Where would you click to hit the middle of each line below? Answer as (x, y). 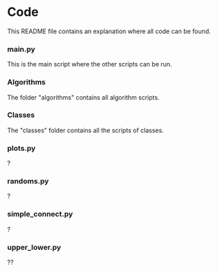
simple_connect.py (40, 214)
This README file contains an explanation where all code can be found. (109, 31)
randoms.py (28, 181)
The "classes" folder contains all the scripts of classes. (85, 130)
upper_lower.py (34, 247)
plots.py (21, 148)
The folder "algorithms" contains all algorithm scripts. (83, 97)
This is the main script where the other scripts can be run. (90, 64)
